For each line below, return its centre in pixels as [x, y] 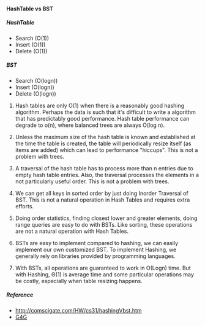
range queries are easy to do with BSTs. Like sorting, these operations [104, 224]
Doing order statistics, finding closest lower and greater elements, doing [106, 218]
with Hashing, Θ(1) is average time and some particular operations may [104, 274]
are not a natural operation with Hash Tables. [72, 231]
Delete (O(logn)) [35, 93]
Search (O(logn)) [36, 80]
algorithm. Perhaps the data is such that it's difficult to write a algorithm [105, 112]
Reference [20, 295]
